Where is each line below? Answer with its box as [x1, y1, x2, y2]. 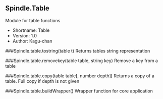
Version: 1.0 [12, 32, 37, 38]
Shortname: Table [12, 27, 50, 33]
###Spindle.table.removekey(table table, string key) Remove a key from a [5, 58, 158, 64]
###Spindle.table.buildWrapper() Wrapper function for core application [5, 88, 153, 94]
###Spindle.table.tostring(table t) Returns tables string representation [5, 47, 150, 54]
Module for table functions [5, 17, 61, 23]
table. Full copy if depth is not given [5, 78, 80, 84]
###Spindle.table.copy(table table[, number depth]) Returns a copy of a [5, 73, 155, 79]
